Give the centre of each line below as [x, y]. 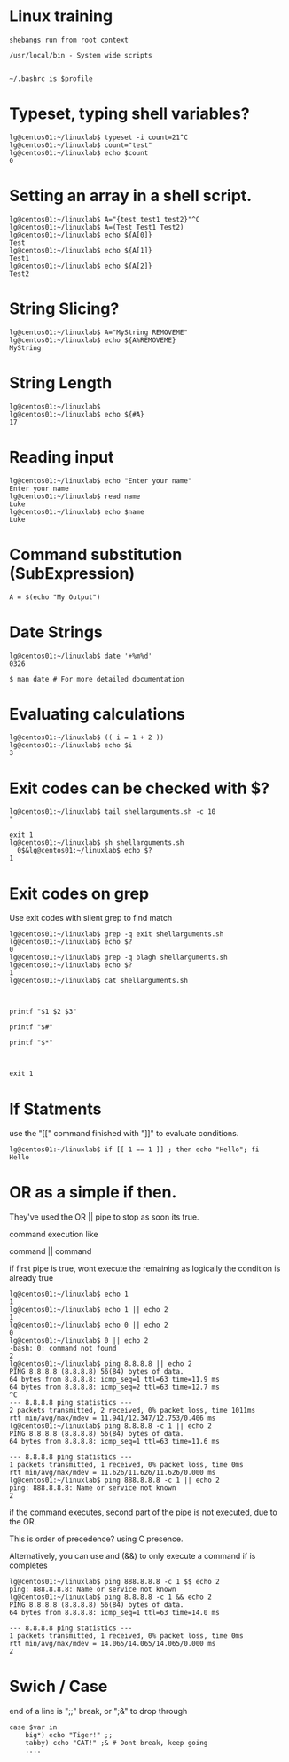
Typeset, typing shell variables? [129, 114]
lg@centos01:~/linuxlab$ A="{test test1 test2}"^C [105, 219]
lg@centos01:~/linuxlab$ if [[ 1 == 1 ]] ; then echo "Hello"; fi [134, 1150]
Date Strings [56, 632]
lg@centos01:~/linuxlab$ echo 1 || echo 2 [89, 1310]
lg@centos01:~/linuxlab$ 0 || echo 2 [79, 1341]
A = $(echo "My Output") [55, 597]
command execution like [54, 1235]
